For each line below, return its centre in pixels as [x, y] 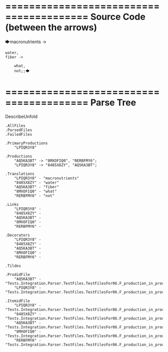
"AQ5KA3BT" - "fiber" [36, 187]
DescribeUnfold [21, 116]
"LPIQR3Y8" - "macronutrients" [47, 178]
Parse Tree [113, 103]
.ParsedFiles [19, 130]
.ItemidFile [17, 301]
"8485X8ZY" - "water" [36, 183]
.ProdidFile [17, 274]
